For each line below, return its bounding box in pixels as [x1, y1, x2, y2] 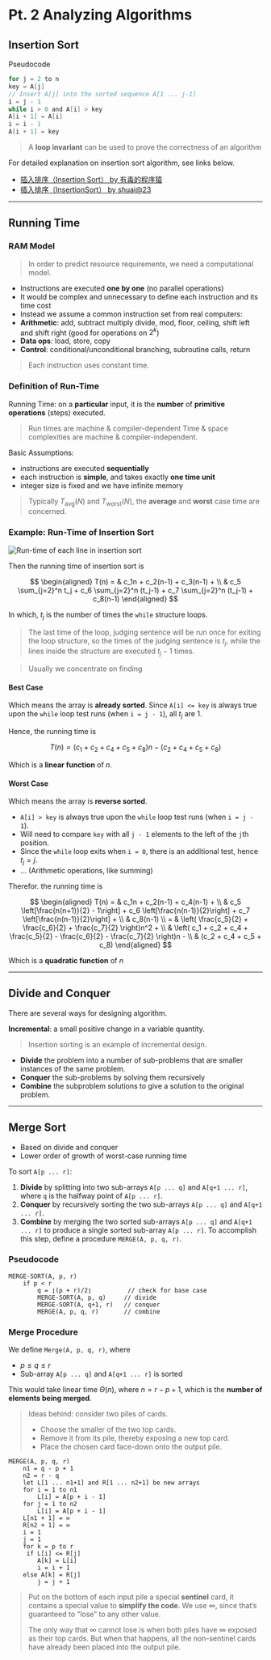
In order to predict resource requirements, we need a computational [27, 259, 254, 269]
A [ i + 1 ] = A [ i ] [8, 113, 63, 121]
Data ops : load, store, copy [19, 336, 111, 346]
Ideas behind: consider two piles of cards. [27, 1409, 168, 1419]
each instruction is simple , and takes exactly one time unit [19, 472, 215, 482]
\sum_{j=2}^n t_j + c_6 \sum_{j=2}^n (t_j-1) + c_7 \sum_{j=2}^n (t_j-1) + [17, 585, 254, 595]
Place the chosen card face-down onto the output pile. [40, 1442, 223, 1452]
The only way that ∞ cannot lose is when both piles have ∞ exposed [27, 1625, 256, 1635]
